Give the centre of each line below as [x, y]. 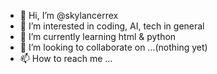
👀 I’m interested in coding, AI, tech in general [112, 26]
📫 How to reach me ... [66, 58]
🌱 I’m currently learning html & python [98, 36]
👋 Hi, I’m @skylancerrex [69, 15]
